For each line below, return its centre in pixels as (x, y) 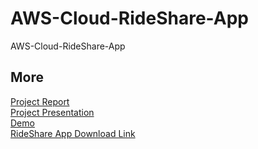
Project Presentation (52, 112)
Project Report (40, 101)
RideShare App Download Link (73, 133)
